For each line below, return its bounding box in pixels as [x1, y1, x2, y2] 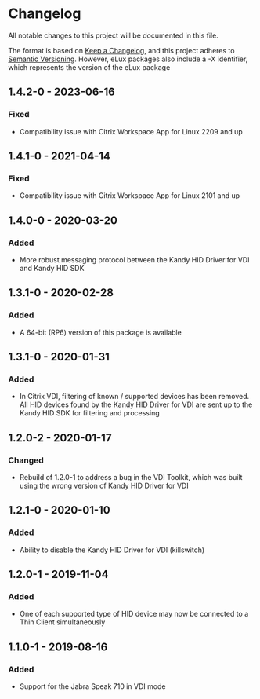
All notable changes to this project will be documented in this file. [8, 31, 219, 40]
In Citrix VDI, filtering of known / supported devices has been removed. [19, 392, 249, 401]
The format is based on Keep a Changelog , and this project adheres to [8, 46, 235, 55]
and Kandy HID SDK [19, 264, 85, 273]
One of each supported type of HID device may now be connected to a [19, 609, 249, 619]
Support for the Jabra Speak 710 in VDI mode [19, 682, 166, 691]
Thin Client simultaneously [19, 617, 106, 627]
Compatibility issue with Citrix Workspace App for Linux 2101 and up [19, 191, 240, 200]
